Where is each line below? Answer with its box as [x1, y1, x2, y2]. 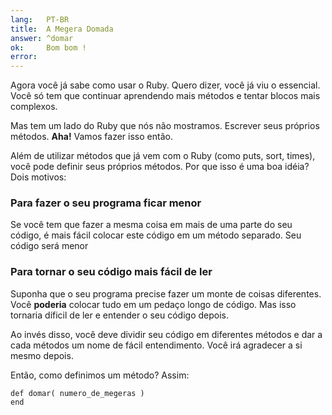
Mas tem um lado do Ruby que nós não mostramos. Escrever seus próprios [10, 120, 320, 132]
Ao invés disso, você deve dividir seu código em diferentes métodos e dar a [10, 328, 323, 340]
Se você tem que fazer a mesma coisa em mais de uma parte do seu [10, 219, 293, 231]
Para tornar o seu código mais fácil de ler [10, 265, 213, 279]
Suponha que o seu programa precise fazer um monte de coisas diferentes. [10, 287, 322, 300]
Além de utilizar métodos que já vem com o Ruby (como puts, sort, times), [10, 150, 316, 162]
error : [10, 52, 38, 62]
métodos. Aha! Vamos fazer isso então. [10, 131, 173, 143]
